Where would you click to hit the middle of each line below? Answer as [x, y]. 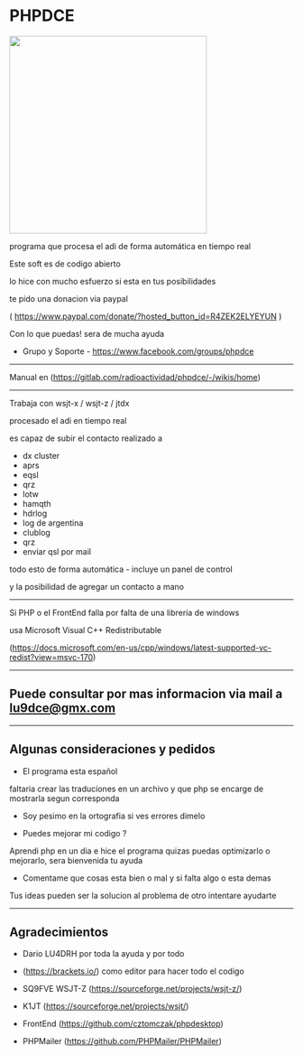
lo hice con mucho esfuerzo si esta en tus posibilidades [113, 281]
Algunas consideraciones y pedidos [113, 749]
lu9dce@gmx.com [62, 709]
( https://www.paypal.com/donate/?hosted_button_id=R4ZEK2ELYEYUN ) [146, 316]
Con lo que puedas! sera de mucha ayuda [87, 333]
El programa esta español [70, 771]
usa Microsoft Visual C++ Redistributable [86, 630]
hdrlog [35, 513]
